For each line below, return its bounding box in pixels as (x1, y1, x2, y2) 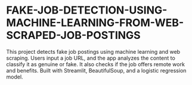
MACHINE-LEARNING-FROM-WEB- (6, 16, 184, 30)
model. (6, 73, 23, 80)
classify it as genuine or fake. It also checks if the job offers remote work (6, 60, 185, 68)
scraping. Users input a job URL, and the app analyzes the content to (6, 54, 176, 61)
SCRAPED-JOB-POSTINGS (6, 29, 141, 42)
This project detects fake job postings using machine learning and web (6, 48, 181, 55)
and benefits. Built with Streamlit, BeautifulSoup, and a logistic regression (6, 67, 187, 74)
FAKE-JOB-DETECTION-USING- (6, 4, 168, 17)
